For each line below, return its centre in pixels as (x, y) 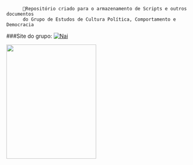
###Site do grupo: (29, 36)
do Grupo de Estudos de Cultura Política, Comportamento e (99, 19)
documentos (20, 14)
